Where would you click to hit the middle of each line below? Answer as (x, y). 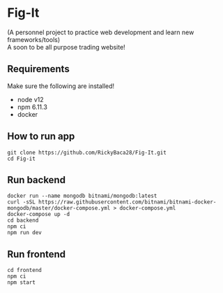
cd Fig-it (22, 159)
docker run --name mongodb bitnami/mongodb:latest (82, 196)
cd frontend (24, 271)
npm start (22, 283)
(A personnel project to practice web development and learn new (101, 32)
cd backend (23, 221)
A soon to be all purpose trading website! (66, 47)
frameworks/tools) (34, 39)
